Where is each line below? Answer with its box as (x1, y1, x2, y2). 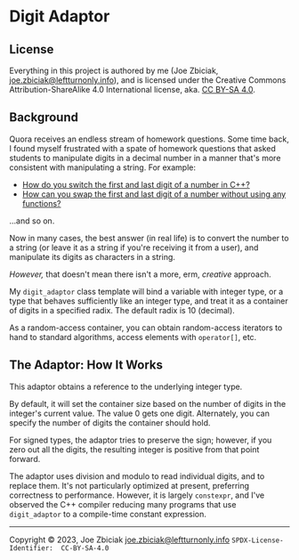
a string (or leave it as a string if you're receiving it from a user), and (9, 242, 259, 253)
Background (9, 110, 78, 126)
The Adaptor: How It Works (9, 358, 163, 373)
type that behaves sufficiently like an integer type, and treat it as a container (9, 296, 288, 306)
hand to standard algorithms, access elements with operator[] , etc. (9, 331, 257, 342)
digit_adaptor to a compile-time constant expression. (9, 508, 207, 519)
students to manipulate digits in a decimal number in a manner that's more (9, 152, 281, 163)
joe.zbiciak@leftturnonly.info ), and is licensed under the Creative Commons (9, 75, 287, 85)
